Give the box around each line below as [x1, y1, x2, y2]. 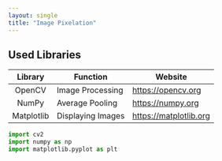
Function [73, 72, 108, 83]
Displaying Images [56, 110, 125, 122]
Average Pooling [56, 98, 118, 109]
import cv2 [8, 131, 44, 139]
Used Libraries [8, 48, 81, 62]
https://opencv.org [132, 84, 202, 95]
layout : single [8, 11, 58, 20]
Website [155, 72, 187, 83]
